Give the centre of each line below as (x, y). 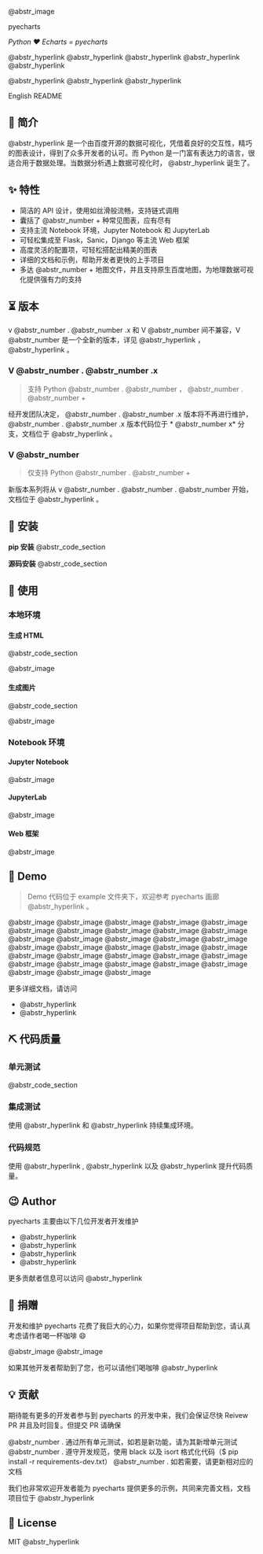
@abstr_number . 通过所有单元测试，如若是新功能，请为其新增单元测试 (123, 1441)
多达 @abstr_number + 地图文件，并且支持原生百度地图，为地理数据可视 (136, 269)
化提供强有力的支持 (51, 279)
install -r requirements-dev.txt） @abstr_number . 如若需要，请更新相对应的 (131, 1461)
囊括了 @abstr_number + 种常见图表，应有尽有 (95, 220)
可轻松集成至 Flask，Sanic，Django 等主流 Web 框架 (104, 240)
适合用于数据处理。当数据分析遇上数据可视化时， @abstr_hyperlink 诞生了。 (131, 162)
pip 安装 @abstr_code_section (57, 547)
